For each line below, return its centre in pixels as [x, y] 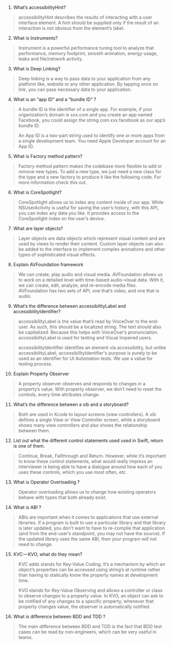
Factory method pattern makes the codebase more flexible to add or [90, 166]
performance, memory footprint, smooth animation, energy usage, [88, 53]
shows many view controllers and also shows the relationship [83, 425]
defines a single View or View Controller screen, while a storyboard [89, 420]
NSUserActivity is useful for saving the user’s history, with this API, [88, 208]
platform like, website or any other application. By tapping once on [88, 84]
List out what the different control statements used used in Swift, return [88, 441]
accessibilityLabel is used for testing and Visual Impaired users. [85, 338]
